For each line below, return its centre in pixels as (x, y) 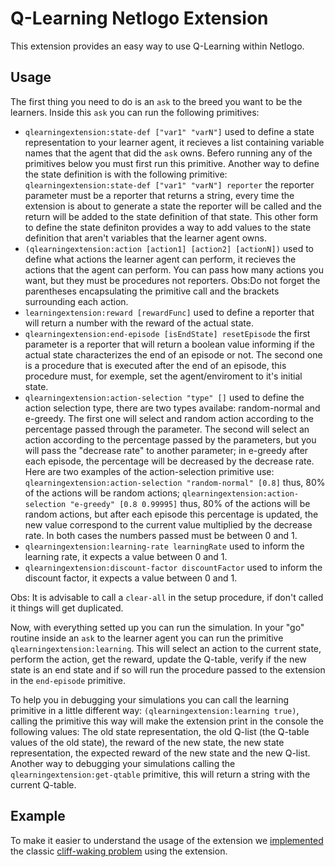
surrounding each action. (76, 301)
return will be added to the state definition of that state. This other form (171, 216)
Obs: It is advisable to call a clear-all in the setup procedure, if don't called (167, 597)
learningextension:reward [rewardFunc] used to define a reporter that (169, 312)
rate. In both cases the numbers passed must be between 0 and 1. (161, 535)
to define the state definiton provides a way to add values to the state (168, 227)
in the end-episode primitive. (68, 680)
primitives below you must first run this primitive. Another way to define (172, 163)
